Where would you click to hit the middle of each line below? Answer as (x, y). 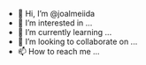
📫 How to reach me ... (58, 51)
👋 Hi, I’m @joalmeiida (56, 14)
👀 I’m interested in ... (55, 23)
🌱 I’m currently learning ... (65, 32)
